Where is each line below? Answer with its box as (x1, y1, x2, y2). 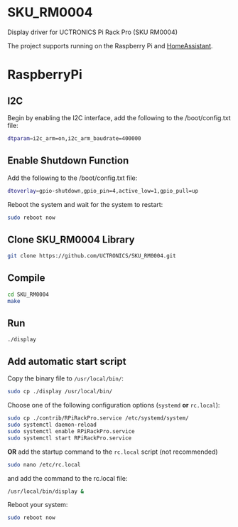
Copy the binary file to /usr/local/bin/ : (7, 374, 124, 383)
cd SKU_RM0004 (7, 291, 50, 298)
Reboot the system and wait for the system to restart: (7, 200, 163, 208)
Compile (7, 272, 45, 284)
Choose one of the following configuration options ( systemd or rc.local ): (7, 401, 220, 410)
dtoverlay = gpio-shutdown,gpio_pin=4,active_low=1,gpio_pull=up (7, 187, 199, 194)
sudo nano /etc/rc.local (7, 461, 81, 468)
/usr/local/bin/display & (7, 488, 84, 495)
